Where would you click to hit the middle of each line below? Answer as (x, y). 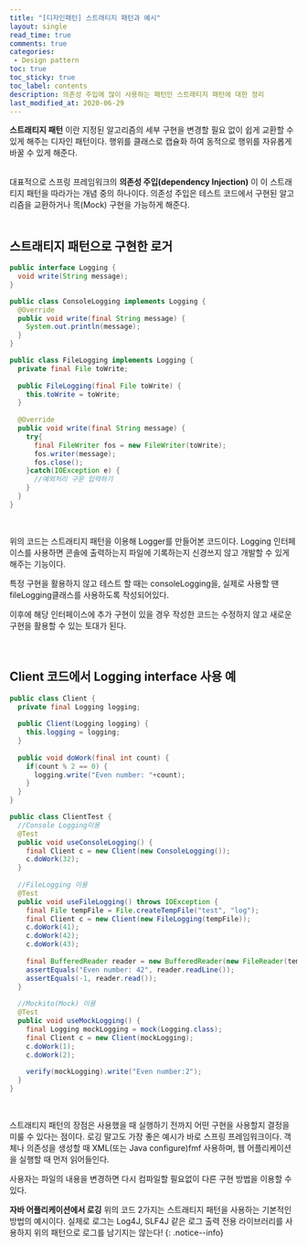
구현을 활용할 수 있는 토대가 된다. (68, 625)
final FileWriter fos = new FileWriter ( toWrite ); (130, 445)
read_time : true (40, 35)
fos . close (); (58, 463)
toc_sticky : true (42, 78)
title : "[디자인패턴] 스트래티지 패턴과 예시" (85, 18)
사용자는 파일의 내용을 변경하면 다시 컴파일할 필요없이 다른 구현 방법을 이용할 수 (151, 1178)
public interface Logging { (63, 268)
